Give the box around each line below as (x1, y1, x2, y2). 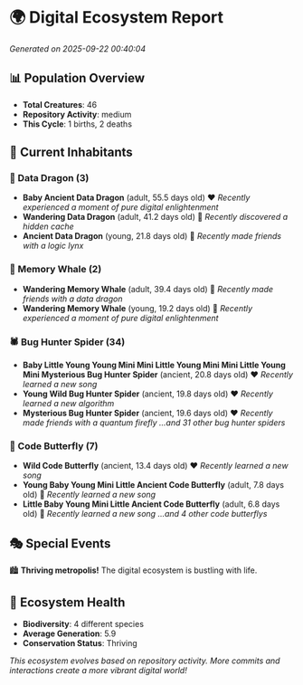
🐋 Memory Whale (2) (9, 263, 102, 276)
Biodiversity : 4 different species (22, 618, 145, 629)
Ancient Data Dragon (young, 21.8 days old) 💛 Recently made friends (22, 231, 282, 242)
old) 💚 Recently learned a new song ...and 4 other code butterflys (22, 509, 268, 519)
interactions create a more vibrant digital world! (9, 664, 187, 675)
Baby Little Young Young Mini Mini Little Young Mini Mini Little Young (22, 359, 287, 371)
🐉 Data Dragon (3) (9, 172, 90, 185)
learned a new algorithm (22, 398, 115, 409)
